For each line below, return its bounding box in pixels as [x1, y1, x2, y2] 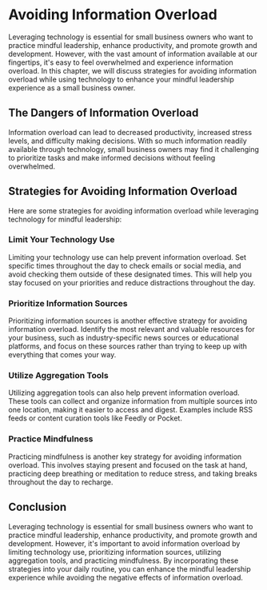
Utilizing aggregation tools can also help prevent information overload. [8, 388, 240, 397]
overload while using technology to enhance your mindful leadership [8, 74, 234, 84]
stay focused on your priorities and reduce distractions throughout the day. [8, 277, 256, 287]
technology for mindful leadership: [8, 214, 122, 224]
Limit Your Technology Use [8, 234, 115, 245]
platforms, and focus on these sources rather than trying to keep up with [8, 341, 248, 351]
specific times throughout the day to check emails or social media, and [8, 261, 241, 270]
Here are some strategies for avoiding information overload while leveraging [8, 205, 259, 215]
